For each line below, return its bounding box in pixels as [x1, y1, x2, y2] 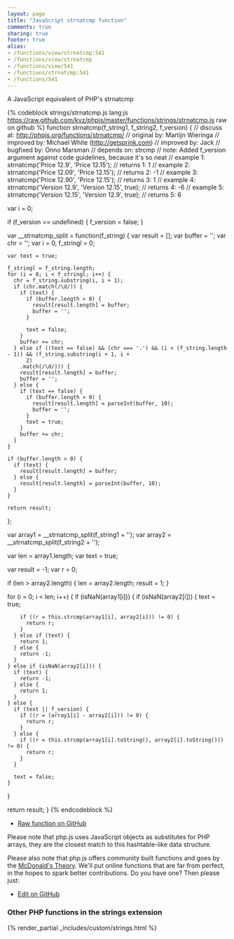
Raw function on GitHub [17, 820, 87, 828]
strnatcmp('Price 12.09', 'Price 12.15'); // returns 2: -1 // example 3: [7, 168, 198, 176]
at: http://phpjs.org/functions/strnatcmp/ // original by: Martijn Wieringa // [7, 131, 219, 139]
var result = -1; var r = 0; [7, 565, 78, 574]
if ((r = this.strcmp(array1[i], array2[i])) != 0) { [20, 614, 180, 621]
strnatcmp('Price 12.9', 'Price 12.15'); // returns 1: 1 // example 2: [7, 161, 191, 169]
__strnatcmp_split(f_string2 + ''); [7, 538, 100, 547]
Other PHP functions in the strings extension [7, 907, 163, 917]
